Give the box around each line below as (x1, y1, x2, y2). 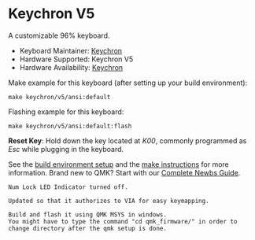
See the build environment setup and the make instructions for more (8, 159, 230, 169)
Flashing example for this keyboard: (8, 107, 124, 116)
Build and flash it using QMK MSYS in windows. (8, 210, 168, 219)
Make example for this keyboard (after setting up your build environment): (8, 78, 248, 87)
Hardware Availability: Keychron (19, 62, 124, 72)
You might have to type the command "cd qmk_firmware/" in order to (8, 217, 238, 225)
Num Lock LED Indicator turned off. (8, 183, 128, 191)
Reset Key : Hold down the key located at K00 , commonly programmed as (8, 135, 247, 146)
